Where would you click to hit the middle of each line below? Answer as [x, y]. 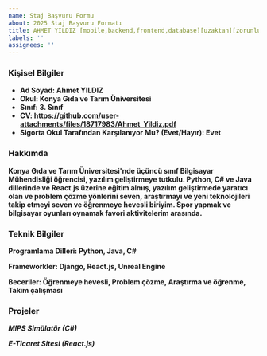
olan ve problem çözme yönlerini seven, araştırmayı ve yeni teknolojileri [129, 196]
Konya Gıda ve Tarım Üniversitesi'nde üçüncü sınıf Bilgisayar [111, 170]
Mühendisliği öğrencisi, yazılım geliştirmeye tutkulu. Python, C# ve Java [130, 179]
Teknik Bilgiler [37, 233]
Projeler [24, 311]
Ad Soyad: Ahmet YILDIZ [61, 90]
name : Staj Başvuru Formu [51, 16]
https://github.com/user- [77, 115]
